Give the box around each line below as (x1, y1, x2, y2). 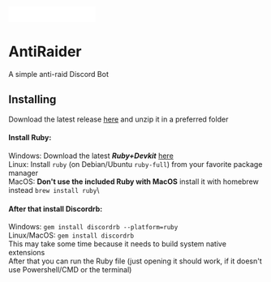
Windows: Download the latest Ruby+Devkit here (8, 151, 174, 160)
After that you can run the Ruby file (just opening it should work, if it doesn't (8, 256, 262, 266)
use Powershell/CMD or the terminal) (8, 265, 132, 275)
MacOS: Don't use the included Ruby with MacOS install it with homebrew (8, 177, 260, 186)
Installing (8, 92, 57, 107)
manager (8, 168, 39, 177)
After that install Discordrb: (8, 203, 103, 213)
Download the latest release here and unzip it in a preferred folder (8, 114, 229, 124)
